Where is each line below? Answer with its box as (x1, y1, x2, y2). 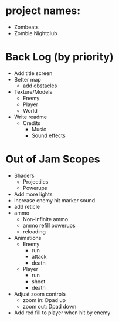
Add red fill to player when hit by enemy (13, 309, 111, 316)
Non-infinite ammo (22, 215, 69, 222)
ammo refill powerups (22, 222, 76, 229)
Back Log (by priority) (5, 50, 114, 64)
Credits (22, 119, 40, 127)
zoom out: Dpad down (22, 303, 77, 310)
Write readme (13, 113, 47, 120)
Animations (13, 234, 42, 241)
